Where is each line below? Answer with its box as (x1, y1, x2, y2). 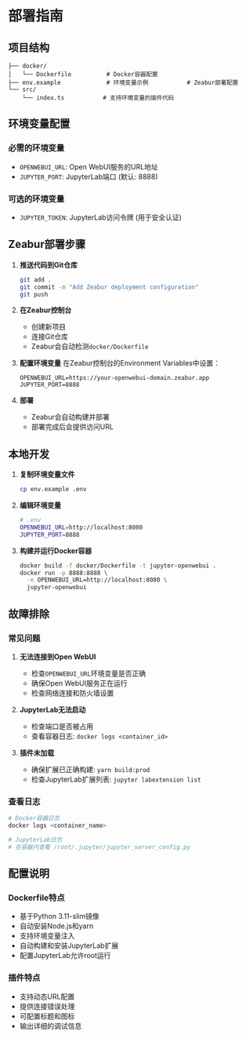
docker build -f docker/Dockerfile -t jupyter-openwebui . (19, 562, 217, 570)
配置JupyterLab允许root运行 (19, 951, 111, 960)
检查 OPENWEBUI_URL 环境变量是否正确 (31, 668, 147, 678)
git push (19, 290, 49, 298)
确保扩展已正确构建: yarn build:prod (31, 764, 150, 774)
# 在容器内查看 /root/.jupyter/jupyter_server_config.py (8, 843, 191, 851)
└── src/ (8, 86, 37, 93)
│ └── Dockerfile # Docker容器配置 (8, 71, 158, 78)
